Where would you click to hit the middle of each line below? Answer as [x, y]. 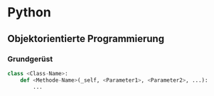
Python [29, 12]
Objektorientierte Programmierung [86, 39]
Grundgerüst [30, 59]
